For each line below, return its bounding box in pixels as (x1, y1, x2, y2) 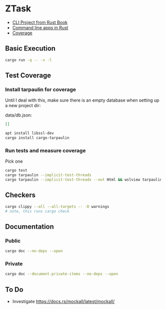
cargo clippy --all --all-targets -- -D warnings (5, 204, 110, 209)
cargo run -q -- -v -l (5, 58, 52, 62)
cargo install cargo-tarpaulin (5, 135, 70, 140)
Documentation (5, 222, 54, 231)
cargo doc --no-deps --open (5, 248, 63, 253)
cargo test (5, 168, 28, 173)
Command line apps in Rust (12, 24, 68, 30)
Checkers (5, 191, 36, 199)
